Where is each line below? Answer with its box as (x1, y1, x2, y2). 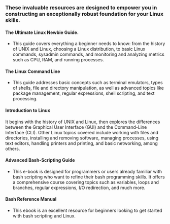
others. (5, 145, 20, 152)
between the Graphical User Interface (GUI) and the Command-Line (5, 124, 147, 130)
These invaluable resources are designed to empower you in (5, 4, 157, 11)
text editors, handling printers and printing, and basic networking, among (5, 140, 158, 146)
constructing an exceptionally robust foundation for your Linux (5, 10, 164, 17)
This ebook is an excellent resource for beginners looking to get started (12, 207, 162, 213)
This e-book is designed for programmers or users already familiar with (12, 168, 162, 174)
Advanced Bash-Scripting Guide (5, 157, 75, 163)
